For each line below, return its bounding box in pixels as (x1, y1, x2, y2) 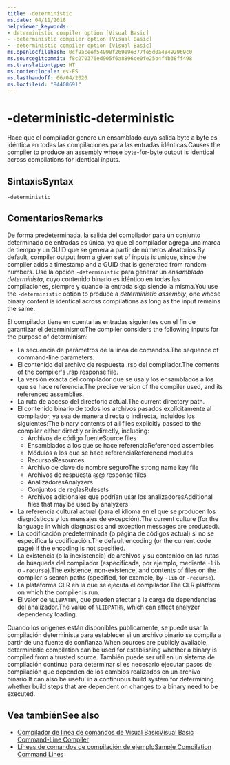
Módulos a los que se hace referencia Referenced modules (27, 448, 194, 457)
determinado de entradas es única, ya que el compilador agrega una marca (7, 238, 221, 246)
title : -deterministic (7, 10, 72, 17)
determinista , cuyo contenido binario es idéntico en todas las (7, 274, 180, 283)
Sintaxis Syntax (7, 176, 74, 187)
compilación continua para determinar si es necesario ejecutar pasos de (7, 660, 212, 668)
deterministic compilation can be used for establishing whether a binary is (7, 645, 217, 654)
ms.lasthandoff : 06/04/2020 (7, 74, 88, 82)
